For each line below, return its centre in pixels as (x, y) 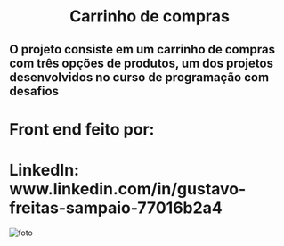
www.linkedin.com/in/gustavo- (128, 189)
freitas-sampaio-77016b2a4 (116, 208)
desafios (34, 91)
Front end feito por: (82, 129)
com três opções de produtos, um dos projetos (142, 63)
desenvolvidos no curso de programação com (139, 77)
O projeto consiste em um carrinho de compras (142, 49)
